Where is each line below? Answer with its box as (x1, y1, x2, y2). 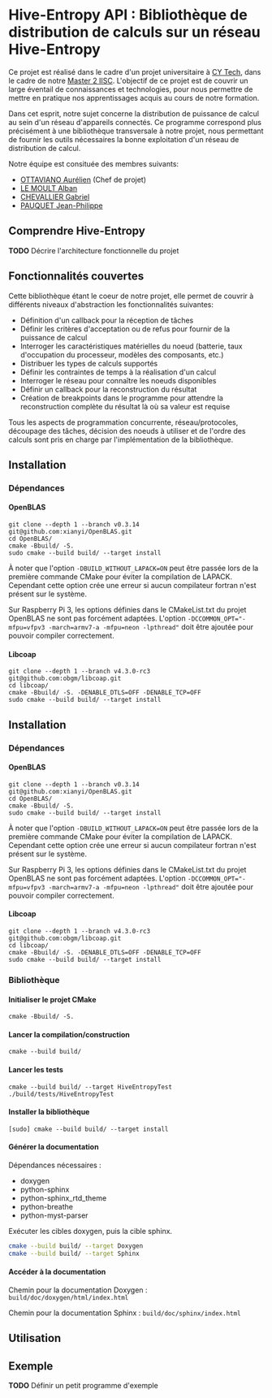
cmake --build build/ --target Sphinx (8, 1249, 140, 1257)
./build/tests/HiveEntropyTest (8, 1090, 114, 1098)
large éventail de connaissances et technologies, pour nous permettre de (8, 84, 253, 94)
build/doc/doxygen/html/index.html (8, 1293, 129, 1301)
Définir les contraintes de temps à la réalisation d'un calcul (19, 367, 217, 377)
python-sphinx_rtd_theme (19, 1192, 107, 1203)
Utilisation (8, 1331, 62, 1345)
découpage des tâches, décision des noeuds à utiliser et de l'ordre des (8, 426, 246, 435)
